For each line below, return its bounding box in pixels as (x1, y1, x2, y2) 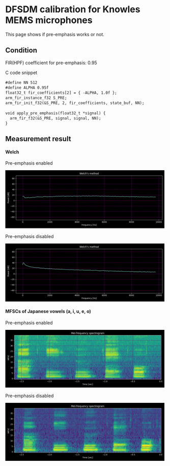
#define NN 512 (5, 80, 38, 85)
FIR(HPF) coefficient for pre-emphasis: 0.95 (5, 60, 98, 66)
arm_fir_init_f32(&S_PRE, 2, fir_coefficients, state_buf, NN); (5, 100, 145, 106)
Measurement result (5, 135, 71, 143)
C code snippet (5, 69, 38, 75)
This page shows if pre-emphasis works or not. (5, 31, 104, 37)
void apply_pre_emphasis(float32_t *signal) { (5, 111, 106, 116)
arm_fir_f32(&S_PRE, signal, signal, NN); (10, 116, 101, 121)
